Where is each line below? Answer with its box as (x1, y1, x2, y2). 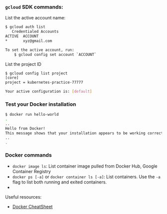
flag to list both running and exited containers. (12, 179, 107, 185)
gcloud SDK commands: (5, 3, 64, 10)
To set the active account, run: (5, 47, 75, 52)
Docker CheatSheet (12, 204, 53, 210)
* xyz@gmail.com (5, 38, 52, 43)
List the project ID (5, 61, 42, 67)
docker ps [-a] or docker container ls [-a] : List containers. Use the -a (12, 174, 161, 180)
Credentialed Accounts (11, 29, 59, 34)
